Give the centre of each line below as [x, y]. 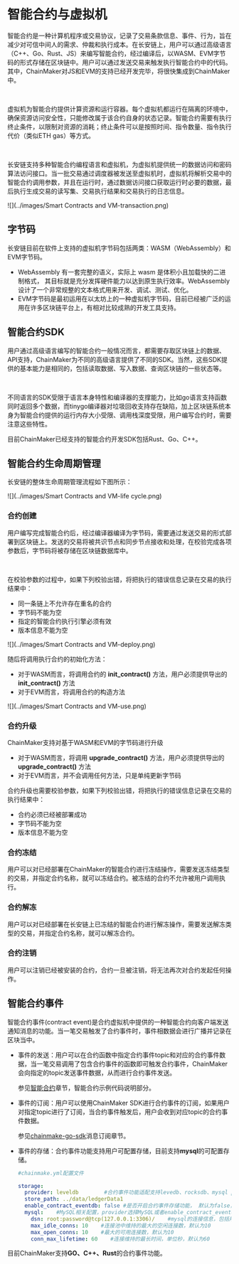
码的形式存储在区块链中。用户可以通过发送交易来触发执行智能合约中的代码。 [119, 62]
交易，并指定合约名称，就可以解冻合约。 [79, 933]
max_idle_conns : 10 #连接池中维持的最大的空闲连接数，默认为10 [121, 1226]
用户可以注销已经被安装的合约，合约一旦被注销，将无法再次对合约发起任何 [116, 970]
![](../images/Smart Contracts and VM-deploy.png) [81, 644]
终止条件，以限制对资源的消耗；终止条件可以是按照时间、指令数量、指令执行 [119, 127]
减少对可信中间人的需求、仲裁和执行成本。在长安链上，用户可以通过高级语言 [119, 44]
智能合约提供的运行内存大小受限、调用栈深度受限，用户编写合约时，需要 [126, 415]
